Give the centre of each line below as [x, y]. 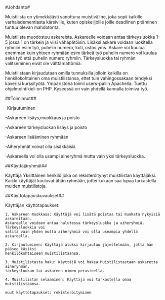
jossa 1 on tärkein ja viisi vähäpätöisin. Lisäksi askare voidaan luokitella [81, 42]
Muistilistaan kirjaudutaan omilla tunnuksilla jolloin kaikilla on [67, 73]
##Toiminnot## [21, 98]
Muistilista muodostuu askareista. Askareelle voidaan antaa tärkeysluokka [80, 37]
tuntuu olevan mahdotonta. [33, 27]
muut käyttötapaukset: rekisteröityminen [48, 293]
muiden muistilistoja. [26, 186]
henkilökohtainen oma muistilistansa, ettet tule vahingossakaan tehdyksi [79, 78]
